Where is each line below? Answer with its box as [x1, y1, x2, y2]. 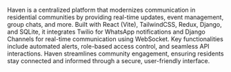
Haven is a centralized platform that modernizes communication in [7, 6, 196, 14]
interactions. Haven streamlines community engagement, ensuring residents [7, 49, 224, 58]
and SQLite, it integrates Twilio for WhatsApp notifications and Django [7, 27, 205, 36]
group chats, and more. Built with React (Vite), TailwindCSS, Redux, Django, [7, 21, 222, 28]
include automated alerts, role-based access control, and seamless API [7, 43, 210, 50]
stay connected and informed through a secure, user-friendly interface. [7, 57, 210, 64]
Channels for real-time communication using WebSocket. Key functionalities [7, 35, 224, 43]
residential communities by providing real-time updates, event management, [7, 13, 224, 21]
